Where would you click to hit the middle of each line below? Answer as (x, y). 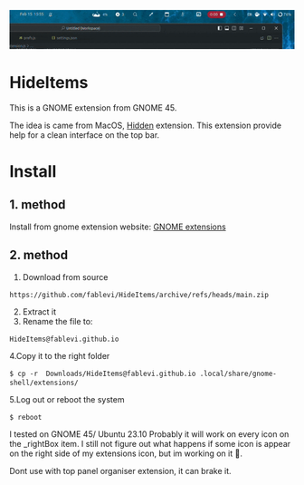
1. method (38, 205)
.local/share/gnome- (238, 373)
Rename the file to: (57, 321)
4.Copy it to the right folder (60, 355)
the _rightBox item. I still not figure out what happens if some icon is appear (150, 443)
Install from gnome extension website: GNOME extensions (118, 227)
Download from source (65, 276)
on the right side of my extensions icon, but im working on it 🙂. (126, 453)
